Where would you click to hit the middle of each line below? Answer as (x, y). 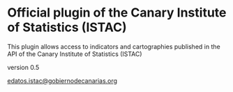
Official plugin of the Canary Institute (117, 13)
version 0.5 (23, 67)
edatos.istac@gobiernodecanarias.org (62, 80)
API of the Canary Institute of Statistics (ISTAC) (75, 54)
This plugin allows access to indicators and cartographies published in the (114, 46)
